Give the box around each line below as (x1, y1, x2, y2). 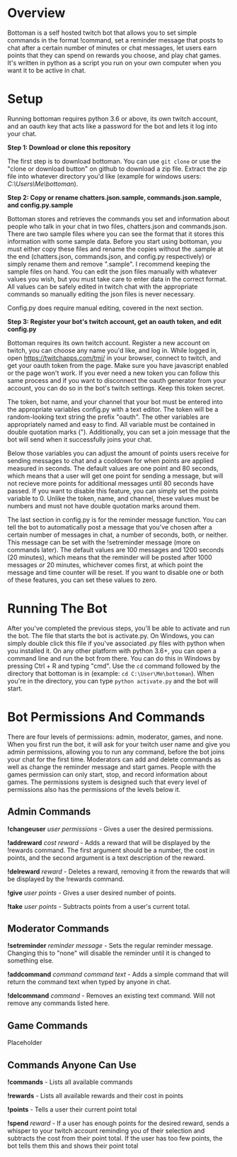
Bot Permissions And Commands (7, 709, 205, 725)
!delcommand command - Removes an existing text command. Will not (7, 991, 216, 1000)
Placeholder (7, 1039, 42, 1047)
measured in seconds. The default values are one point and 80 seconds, (7, 464, 219, 472)
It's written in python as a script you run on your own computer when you (7, 58, 221, 67)
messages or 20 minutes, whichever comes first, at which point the (7, 560, 204, 569)
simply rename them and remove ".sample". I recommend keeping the (7, 259, 211, 268)
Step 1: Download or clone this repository (7, 143, 131, 152)
